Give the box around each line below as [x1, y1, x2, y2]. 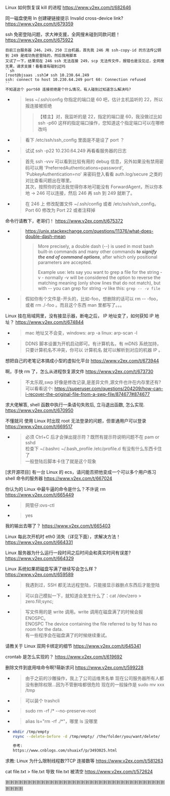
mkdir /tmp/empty [12, 729, 50, 734]
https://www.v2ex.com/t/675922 [5, 37, 73, 43]
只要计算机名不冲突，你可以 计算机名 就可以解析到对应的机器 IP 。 [25, 347, 163, 353]
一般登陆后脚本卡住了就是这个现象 [25, 458, 97, 464]
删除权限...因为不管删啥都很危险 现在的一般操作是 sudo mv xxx [34, 682, 164, 687]
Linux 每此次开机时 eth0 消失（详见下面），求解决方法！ [5, 533, 121, 539]
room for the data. [25, 626, 63, 632]
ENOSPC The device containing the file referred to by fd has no [25, 621, 158, 626]
